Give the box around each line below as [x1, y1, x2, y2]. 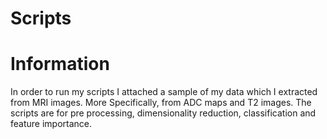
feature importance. [10, 118, 93, 130]
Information [10, 53, 110, 76]
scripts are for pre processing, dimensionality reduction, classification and [10, 107, 317, 119]
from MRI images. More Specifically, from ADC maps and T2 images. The [10, 97, 312, 109]
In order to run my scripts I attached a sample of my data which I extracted [10, 86, 318, 98]
